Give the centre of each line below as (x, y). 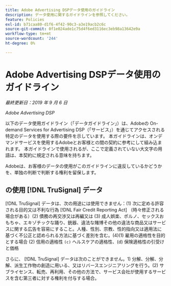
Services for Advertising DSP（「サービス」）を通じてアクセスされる (94, 129)
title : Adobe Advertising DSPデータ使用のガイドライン (60, 10)
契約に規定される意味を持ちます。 (58, 155)
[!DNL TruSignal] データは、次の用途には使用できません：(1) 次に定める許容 (85, 203)
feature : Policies (25, 19)
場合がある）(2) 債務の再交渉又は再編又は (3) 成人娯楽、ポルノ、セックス (82, 216)
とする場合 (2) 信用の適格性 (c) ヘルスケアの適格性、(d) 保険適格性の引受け (85, 242)
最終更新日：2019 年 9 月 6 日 (36, 102)
